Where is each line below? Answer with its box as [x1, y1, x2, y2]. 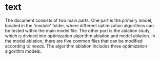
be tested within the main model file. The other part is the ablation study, [5, 28, 151, 33]
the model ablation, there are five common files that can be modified [5, 38, 143, 44]
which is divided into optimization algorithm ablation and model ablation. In [5, 33, 155, 39]
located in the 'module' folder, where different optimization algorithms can [5, 22, 154, 28]
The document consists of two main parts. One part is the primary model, [5, 17, 153, 23]
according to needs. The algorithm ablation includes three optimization [5, 43, 147, 49]
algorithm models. [5, 48, 41, 54]
